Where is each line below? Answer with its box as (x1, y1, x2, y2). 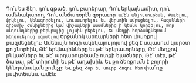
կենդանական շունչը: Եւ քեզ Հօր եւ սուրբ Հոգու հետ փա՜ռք (6, 64, 163, 71)
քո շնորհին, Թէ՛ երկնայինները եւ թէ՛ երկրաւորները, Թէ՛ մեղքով (6, 45, 178, 52)
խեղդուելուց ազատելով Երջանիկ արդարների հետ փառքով (6, 33, 157, 40)
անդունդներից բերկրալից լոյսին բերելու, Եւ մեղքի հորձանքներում (6, 28, 167, 34)
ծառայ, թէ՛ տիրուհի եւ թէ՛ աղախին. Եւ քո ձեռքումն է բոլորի (6, 58, 169, 65)
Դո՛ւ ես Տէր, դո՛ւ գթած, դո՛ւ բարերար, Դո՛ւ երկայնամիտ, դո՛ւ (6, 5, 170, 12)
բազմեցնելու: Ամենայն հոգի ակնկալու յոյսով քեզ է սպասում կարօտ (6, 39, 191, 46)
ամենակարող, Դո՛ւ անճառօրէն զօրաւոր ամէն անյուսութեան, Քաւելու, (6, 11, 190, 18)
